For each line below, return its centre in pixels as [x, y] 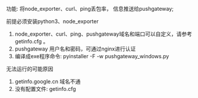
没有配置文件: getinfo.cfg [45, 89]
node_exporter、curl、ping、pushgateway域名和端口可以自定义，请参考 [103, 34]
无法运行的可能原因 [30, 69]
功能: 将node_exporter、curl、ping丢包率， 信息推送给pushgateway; [90, 9]
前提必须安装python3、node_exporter [53, 21]
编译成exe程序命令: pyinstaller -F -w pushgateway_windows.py [92, 56]
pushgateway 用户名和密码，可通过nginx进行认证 [75, 49]
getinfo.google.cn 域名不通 [48, 81]
